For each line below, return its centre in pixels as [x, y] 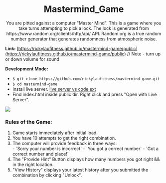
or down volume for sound [32, 59]
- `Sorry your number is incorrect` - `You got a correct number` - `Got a [85, 149]
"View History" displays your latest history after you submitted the [80, 170]
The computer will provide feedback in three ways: [65, 144]
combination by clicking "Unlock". [47, 175]
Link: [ [12, 48]
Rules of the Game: [29, 122]
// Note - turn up [144, 54]
